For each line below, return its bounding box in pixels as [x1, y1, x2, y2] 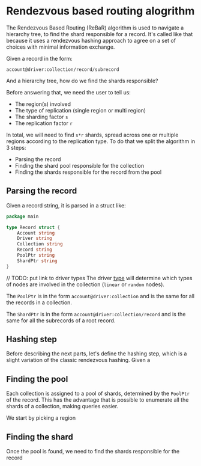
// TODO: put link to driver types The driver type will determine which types [6, 274, 193, 281]
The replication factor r [14, 119, 73, 127]
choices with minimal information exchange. [6, 43, 115, 51]
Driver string [17, 236, 52, 242]
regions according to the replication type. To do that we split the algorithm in [6, 137, 196, 145]
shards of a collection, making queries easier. [6, 403, 119, 410]
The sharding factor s [14, 113, 68, 120]
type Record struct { [6, 224, 61, 230]
